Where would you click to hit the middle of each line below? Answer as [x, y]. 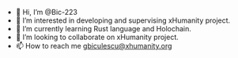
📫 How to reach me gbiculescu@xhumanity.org [94, 46]
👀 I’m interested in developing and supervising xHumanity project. [123, 20]
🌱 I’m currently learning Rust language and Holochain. [104, 29]
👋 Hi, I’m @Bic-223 [46, 12]
